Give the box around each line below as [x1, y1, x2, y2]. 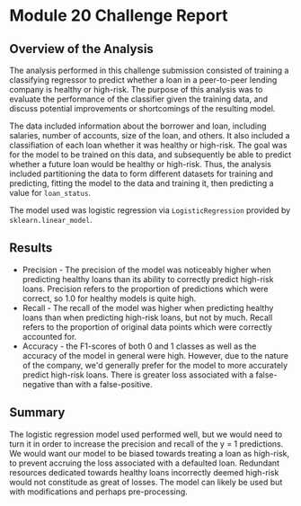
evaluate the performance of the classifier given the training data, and [9, 93, 268, 104]
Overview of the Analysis [9, 41, 155, 57]
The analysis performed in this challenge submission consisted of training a [9, 65, 289, 75]
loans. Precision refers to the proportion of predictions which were [22, 283, 269, 294]
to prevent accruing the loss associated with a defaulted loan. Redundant [9, 457, 280, 468]
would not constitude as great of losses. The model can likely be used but [9, 476, 283, 487]
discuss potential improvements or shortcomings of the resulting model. [9, 103, 276, 113]
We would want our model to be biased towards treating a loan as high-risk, [9, 448, 290, 458]
